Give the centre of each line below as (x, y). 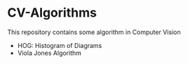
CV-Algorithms (52, 13)
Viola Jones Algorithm (49, 53)
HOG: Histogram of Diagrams (60, 45)
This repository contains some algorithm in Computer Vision (94, 32)
